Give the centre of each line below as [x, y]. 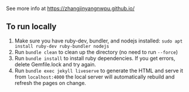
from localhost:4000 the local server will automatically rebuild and [94, 77]
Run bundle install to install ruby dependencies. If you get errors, [95, 58]
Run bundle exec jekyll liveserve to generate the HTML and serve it [99, 70]
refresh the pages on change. [50, 83]
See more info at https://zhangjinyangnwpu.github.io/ [70, 8]
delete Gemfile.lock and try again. [55, 64]
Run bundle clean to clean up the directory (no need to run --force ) [96, 52]
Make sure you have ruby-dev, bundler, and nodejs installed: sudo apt [99, 41]
